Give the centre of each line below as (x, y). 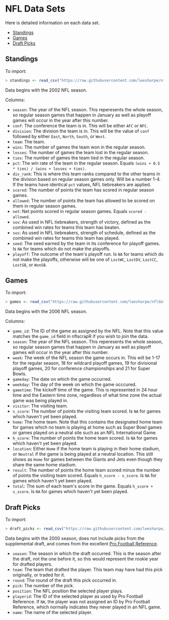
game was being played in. (40, 400)
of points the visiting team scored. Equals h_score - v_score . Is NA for (84, 475)
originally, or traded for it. (39, 575)
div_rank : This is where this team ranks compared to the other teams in (86, 174)
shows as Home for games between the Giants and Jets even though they (88, 459)
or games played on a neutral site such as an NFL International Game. (84, 433)
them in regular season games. (45, 206)
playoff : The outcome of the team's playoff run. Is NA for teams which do (88, 254)
